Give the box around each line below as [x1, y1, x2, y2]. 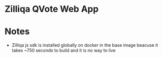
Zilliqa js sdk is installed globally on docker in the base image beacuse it [11, 42, 158, 48]
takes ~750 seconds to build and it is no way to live [11, 48, 116, 54]
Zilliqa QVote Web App [4, 3, 99, 15]
